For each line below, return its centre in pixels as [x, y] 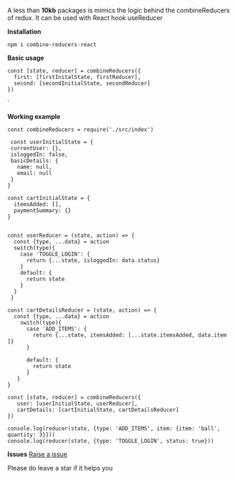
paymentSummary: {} [43, 211]
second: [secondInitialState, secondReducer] [82, 83]
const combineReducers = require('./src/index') [81, 130]
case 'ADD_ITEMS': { [56, 329]
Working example [34, 116]
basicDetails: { [34, 161]
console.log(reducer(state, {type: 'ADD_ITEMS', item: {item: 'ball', [114, 428]
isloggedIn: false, [39, 154]
